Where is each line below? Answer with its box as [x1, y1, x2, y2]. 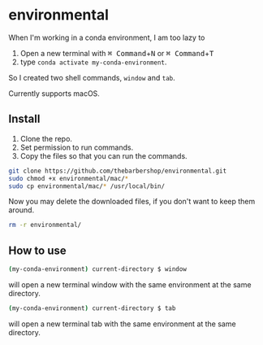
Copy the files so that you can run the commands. [19, 151, 188, 160]
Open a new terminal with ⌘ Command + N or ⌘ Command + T [19, 48, 214, 58]
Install [8, 112, 41, 126]
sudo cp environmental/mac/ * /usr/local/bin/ [8, 181, 165, 190]
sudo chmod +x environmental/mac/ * [8, 174, 129, 182]
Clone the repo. [19, 133, 73, 143]
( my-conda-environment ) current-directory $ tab [8, 304, 176, 312]
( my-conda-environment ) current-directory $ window [8, 265, 187, 273]
